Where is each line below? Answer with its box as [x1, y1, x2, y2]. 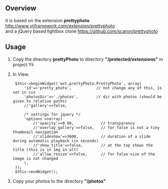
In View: [12, 71, 30, 77]
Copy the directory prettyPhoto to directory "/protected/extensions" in [12, 56, 163, 62]
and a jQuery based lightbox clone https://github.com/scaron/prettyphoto [5, 28, 158, 34]
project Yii [12, 61, 34, 68]
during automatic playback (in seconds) [12, 138, 99, 143]
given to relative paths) [12, 98, 67, 104]
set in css [12, 90, 36, 95]
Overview [5, 4, 37, 13]
